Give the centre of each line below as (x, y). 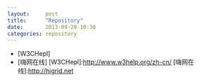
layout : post (33, 14)
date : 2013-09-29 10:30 (52, 27)
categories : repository (42, 34)
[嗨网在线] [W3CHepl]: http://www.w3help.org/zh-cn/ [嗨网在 (106, 62)
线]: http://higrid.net (45, 71)
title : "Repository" (45, 20)
